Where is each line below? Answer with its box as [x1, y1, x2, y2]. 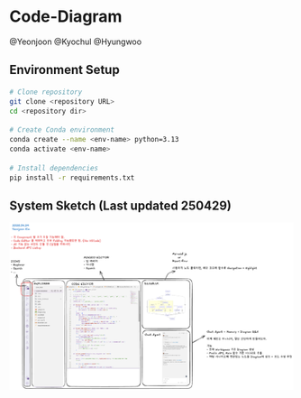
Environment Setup [9, 62, 120, 78]
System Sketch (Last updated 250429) [9, 198, 232, 213]
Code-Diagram [9, 6, 123, 27]
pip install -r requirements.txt [9, 173, 135, 182]
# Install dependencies [9, 163, 99, 172]
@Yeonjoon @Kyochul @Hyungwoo [9, 36, 142, 47]
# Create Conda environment [9, 125, 115, 134]
